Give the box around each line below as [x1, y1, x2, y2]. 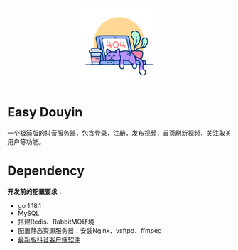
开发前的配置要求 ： [7, 187, 64, 195]
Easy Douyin [7, 104, 83, 121]
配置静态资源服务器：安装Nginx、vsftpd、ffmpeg [17, 226, 162, 234]
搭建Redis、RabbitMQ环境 [17, 217, 94, 226]
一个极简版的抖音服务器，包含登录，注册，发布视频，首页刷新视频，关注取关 [7, 129, 232, 137]
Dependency [7, 163, 85, 179]
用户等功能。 [7, 137, 45, 146]
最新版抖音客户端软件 [17, 235, 80, 244]
